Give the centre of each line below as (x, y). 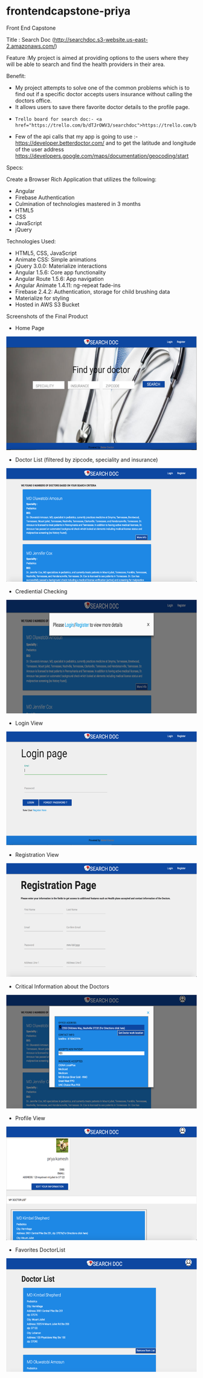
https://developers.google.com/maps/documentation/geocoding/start (102, 156)
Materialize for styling (42, 298)
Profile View (30, 1118)
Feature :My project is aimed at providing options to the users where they (98, 58)
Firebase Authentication (45, 197)
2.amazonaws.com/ (31, 46)
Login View (29, 723)
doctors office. (33, 101)
